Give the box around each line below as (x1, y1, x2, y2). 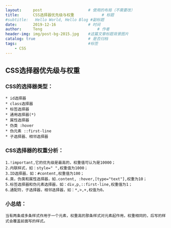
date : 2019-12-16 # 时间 (5, 22, 101, 27)
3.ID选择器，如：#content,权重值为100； (5, 171, 85, 176)
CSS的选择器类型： (5, 83, 53, 90)
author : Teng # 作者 (5, 27, 110, 32)
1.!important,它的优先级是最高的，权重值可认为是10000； (5, 160, 116, 165)
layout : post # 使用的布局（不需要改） (5, 7, 135, 13)
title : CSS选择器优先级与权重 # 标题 (5, 12, 115, 17)
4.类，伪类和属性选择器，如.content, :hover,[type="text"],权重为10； (5, 176, 147, 182)
